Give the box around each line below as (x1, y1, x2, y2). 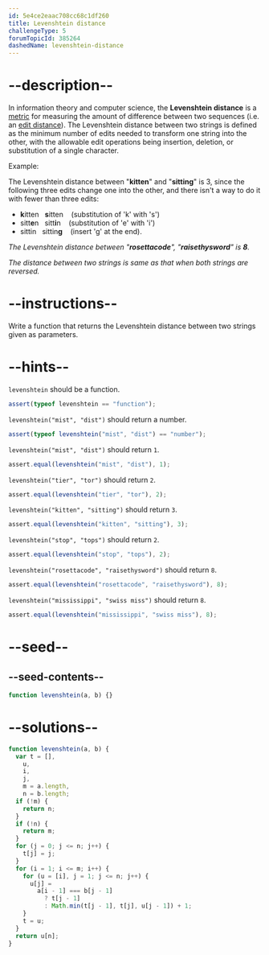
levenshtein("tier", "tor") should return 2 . (8, 475, 157, 484)
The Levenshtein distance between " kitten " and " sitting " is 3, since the (8, 177, 245, 187)
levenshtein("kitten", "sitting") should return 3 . (8, 504, 178, 515)
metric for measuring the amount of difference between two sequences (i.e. (8, 112, 259, 121)
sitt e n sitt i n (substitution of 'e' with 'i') (19, 218, 156, 228)
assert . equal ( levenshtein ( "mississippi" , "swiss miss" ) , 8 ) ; (8, 611, 218, 620)
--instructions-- (8, 294, 118, 313)
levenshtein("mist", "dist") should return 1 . (8, 444, 160, 455)
